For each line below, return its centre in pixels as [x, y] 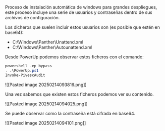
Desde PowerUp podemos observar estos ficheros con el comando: [74, 57]
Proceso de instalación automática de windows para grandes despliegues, [81, 7]
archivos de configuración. [32, 18]
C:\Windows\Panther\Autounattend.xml [52, 47]
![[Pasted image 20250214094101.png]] [46, 123]
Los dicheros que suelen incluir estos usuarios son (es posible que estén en [82, 27]
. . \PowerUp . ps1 [22, 70]
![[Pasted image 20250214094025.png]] [46, 104]
